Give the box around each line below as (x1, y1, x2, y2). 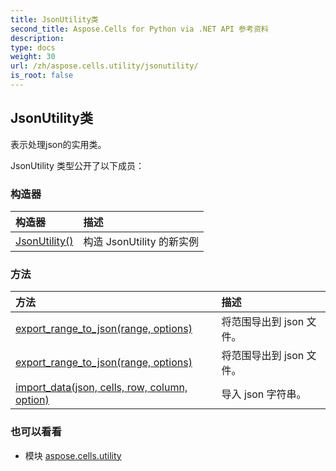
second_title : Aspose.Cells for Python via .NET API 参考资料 (10, 24, 269, 34)
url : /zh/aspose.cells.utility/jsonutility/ (10, 61, 199, 71)
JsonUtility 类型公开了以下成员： (10, 159, 145, 171)
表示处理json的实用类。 (10, 138, 107, 150)
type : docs (10, 42, 56, 53)
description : (10, 33, 65, 43)
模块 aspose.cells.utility (24, 449, 122, 461)
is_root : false (10, 71, 74, 81)
